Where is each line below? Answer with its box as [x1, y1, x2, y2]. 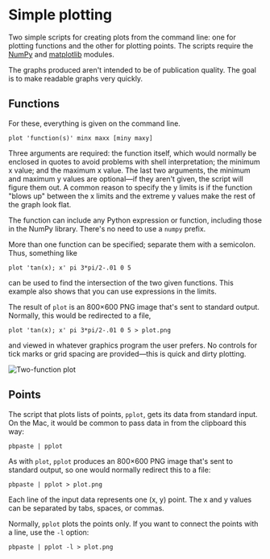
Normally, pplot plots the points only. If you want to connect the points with [8, 519, 259, 528]
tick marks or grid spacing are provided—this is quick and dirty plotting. [8, 348, 247, 358]
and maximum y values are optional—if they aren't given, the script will [8, 173, 243, 183]
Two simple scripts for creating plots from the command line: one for [8, 32, 236, 42]
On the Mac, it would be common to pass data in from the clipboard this [8, 418, 247, 428]
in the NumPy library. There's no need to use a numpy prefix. [8, 223, 206, 233]
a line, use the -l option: [8, 527, 89, 537]
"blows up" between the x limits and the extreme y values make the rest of [8, 191, 255, 201]
